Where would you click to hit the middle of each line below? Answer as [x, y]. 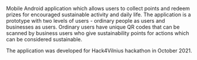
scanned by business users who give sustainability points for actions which [98, 33]
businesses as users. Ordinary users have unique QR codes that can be [93, 27]
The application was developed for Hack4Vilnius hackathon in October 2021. [99, 51]
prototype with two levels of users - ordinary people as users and [86, 21]
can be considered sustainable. [44, 39]
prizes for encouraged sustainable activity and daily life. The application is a [98, 15]
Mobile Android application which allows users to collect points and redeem [98, 8]
